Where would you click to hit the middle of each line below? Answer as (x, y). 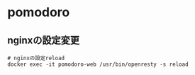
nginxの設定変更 (44, 40)
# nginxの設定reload (36, 58)
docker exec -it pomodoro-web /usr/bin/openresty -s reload (98, 64)
